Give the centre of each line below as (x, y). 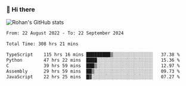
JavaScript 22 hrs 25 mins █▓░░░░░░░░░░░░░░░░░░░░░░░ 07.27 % (93, 77)
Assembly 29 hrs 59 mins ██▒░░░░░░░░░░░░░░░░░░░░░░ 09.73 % (93, 71)
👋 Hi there (21, 9)
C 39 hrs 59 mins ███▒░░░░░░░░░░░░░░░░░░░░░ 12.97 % (93, 66)
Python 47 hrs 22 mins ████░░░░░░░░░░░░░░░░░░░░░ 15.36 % (93, 60)
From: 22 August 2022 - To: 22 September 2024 (65, 33)
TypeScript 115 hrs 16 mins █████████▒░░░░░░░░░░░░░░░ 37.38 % (93, 55)
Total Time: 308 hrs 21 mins (42, 44)
